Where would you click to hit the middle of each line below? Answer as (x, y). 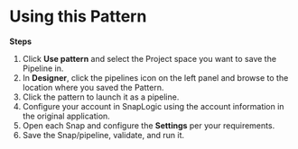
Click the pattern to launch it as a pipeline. (101, 97)
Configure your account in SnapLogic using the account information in (153, 106)
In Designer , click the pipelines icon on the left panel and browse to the (155, 77)
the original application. (66, 116)
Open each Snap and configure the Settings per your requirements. (149, 125)
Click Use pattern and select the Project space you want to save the (149, 58)
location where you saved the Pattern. (93, 87)
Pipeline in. (43, 68)
